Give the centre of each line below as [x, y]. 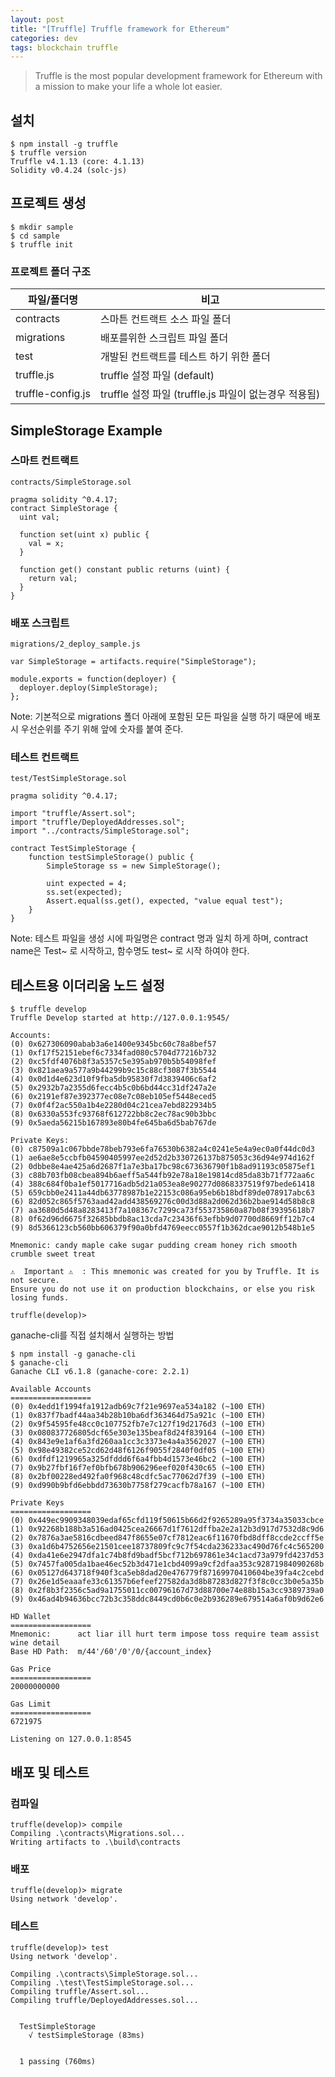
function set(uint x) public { [84, 534]
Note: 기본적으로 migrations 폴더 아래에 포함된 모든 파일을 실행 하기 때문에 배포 [166, 717]
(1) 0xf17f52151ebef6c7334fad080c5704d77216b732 [113, 1053]
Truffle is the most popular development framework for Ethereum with [178, 76]
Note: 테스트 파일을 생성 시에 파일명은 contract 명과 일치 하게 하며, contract [159, 938]
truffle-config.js [53, 394]
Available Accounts [51, 1389]
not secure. [35, 1281]
